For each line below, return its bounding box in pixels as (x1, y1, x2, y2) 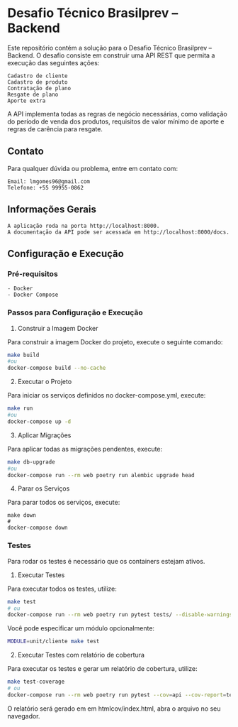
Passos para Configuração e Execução (7, 307, 143, 317)
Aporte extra (7, 97, 46, 104)
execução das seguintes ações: (7, 58, 100, 67)
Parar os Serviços (17, 484, 70, 493)
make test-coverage (7, 678, 65, 686)
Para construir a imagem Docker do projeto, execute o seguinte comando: (7, 337, 223, 346)
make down (7, 512, 37, 519)
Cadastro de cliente (7, 72, 69, 80)
